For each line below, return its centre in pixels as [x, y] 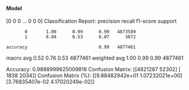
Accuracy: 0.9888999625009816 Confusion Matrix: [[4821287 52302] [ [94, 70]
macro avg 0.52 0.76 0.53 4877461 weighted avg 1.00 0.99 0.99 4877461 [95, 58]
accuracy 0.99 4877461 [71, 47]
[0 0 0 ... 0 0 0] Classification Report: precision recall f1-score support [92, 21]
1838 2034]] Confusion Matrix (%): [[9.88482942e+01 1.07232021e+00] [94, 75]
